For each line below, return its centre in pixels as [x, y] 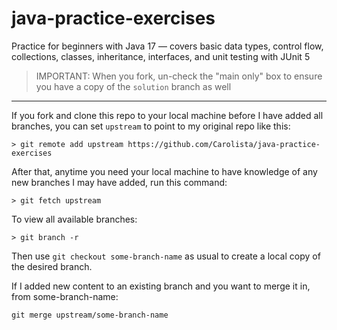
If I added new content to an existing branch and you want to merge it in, [161, 286]
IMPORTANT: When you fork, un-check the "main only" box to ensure [179, 76]
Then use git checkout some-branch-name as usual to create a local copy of [166, 256]
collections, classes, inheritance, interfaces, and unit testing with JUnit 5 [161, 56]
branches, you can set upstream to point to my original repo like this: [151, 126]
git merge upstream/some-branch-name [90, 315]
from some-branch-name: [65, 296]
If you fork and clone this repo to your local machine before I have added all [167, 115]
